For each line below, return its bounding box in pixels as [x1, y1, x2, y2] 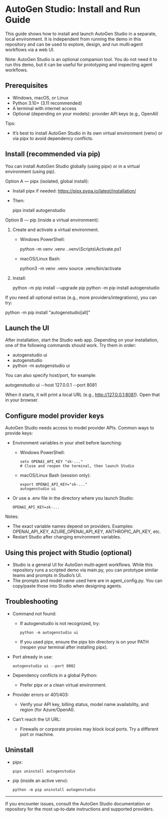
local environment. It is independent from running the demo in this [5, 36, 141, 42]
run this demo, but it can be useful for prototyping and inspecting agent [5, 61, 152, 67]
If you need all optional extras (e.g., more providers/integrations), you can [5, 294, 157, 300]
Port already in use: [12, 653, 53, 659]
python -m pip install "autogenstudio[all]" [5, 309, 90, 315]
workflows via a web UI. [5, 46, 55, 52]
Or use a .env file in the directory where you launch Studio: [12, 495, 134, 501]
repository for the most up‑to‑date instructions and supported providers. [5, 806, 154, 812]
